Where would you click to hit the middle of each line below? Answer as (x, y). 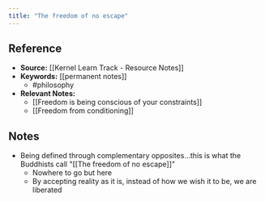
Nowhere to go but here (72, 173)
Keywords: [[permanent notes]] (73, 77)
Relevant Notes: (47, 94)
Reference (35, 49)
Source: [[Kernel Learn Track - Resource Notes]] (102, 68)
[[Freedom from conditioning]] (83, 111)
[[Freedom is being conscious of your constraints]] (117, 103)
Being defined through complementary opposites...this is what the (130, 156)
